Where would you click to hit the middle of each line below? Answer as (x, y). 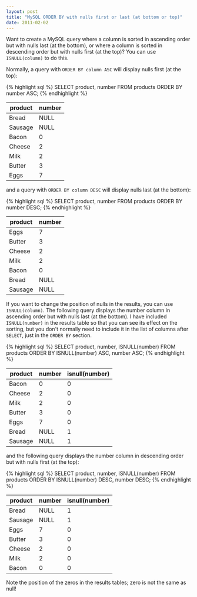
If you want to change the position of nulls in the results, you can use (90, 304)
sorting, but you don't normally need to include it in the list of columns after (97, 329)
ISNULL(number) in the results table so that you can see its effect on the (92, 323)
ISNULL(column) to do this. (37, 58)
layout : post (22, 11)
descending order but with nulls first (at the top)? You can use (81, 52)
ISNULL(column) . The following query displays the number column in (88, 311)
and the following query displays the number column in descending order (95, 456)
